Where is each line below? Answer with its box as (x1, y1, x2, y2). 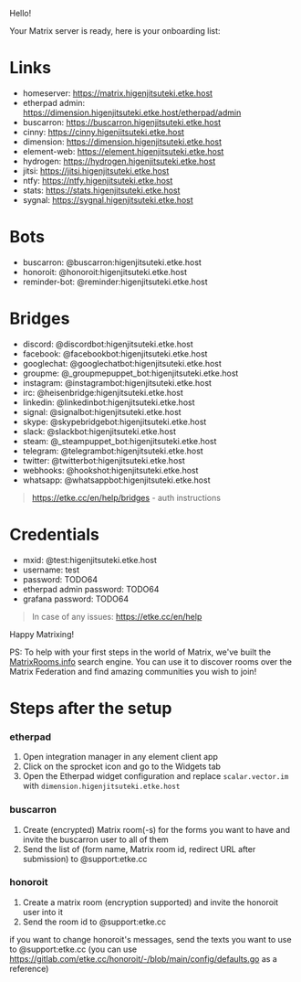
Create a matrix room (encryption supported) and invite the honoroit (22, 896, 279, 908)
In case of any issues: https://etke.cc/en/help (31, 611, 202, 622)
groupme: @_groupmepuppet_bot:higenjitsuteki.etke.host (22, 368, 239, 379)
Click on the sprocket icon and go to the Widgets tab (22, 761, 222, 772)
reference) (9, 963, 49, 974)
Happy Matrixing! (9, 628, 75, 639)
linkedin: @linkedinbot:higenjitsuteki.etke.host (22, 397, 195, 408)
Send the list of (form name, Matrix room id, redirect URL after (22, 843, 256, 854)
